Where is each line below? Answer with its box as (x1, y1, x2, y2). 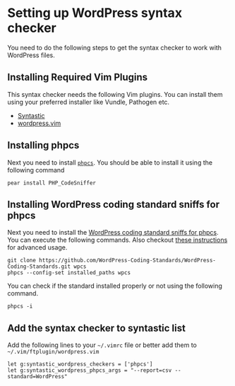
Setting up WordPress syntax (7, 5, 182, 21)
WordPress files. (7, 51, 55, 59)
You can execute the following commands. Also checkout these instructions (7, 235, 228, 245)
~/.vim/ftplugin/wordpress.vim (7, 349, 100, 356)
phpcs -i (7, 303, 33, 310)
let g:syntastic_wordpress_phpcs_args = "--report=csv (7, 367, 172, 374)
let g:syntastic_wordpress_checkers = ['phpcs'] (7, 361, 153, 368)
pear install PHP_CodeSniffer (7, 179, 97, 187)
